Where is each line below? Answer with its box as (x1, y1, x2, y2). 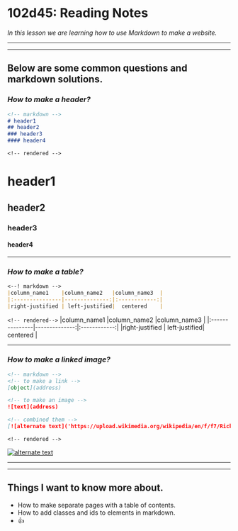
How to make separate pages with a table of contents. (17, 501, 176, 509)
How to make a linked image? (7, 354, 111, 364)
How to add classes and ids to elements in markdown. (17, 508, 176, 517)
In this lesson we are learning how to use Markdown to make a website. (7, 28, 217, 37)
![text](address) (7, 403, 59, 410)
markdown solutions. (7, 73, 103, 86)
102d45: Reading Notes (7, 5, 149, 21)
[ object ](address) (7, 384, 62, 391)
